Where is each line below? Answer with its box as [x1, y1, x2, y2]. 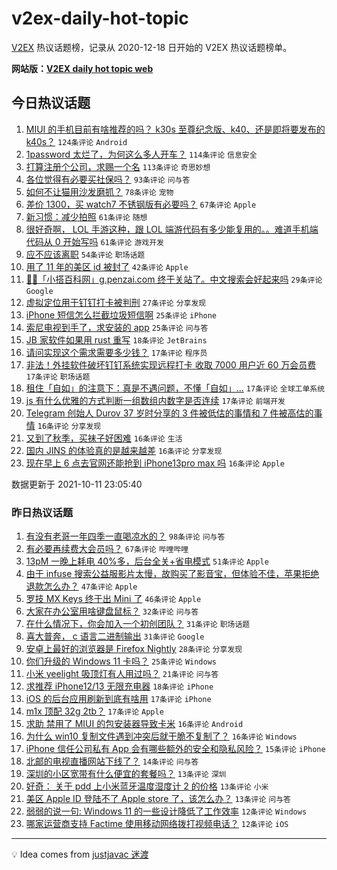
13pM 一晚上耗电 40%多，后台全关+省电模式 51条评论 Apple [25, 555, 269, 567]
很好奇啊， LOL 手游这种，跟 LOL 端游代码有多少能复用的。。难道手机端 [25, 223, 319, 235]
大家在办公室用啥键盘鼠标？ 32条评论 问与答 [25, 605, 199, 617]
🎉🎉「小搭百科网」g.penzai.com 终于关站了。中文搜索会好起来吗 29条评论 [25, 273, 323, 285]
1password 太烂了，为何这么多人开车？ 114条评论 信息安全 [25, 148, 258, 160]
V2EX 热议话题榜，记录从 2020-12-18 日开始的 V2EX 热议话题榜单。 [11, 41, 293, 53]
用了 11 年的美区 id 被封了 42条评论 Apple [25, 260, 189, 272]
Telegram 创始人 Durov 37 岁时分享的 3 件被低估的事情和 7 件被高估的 [25, 407, 314, 419]
